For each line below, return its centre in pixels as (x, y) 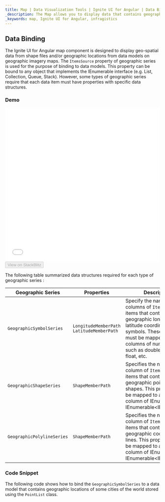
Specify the (138, 301)
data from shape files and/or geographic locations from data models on (77, 56)
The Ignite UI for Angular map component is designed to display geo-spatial (82, 51)
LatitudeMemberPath (96, 331)
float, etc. (136, 356)
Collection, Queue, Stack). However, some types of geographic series (76, 77)
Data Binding (25, 39)
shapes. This (140, 389)
